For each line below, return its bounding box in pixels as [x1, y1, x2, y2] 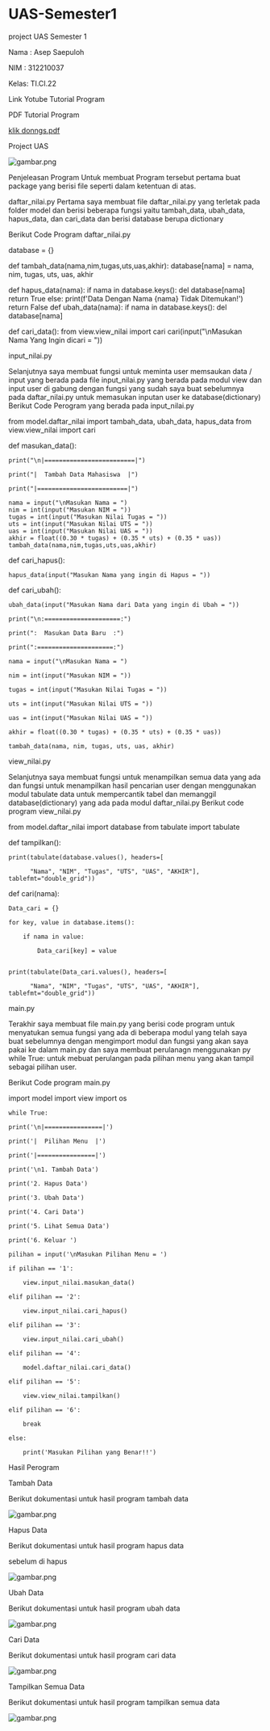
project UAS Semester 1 [8, 32, 87, 41]
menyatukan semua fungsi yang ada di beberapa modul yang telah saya [8, 1027, 247, 1037]
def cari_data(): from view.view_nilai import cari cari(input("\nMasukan [8, 326, 243, 336]
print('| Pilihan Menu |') [8, 1137, 106, 1145]
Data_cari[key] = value [37, 946, 117, 954]
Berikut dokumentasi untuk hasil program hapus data [8, 1540, 184, 1550]
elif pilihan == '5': [8, 1377, 81, 1386]
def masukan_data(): [8, 440, 77, 450]
